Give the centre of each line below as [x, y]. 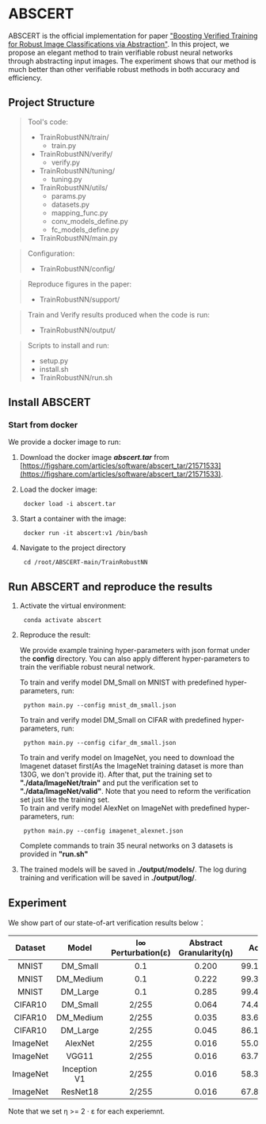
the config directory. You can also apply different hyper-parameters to [135, 659]
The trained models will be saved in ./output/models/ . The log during [133, 870]
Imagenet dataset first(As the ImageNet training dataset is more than [131, 766]
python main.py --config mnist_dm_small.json [100, 705]
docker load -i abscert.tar [70, 504]
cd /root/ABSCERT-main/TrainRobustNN [85, 563]
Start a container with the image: [73, 518]
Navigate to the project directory [73, 548]
